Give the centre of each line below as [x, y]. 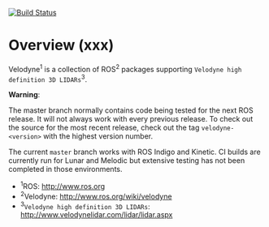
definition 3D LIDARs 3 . [48, 79]
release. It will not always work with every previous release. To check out [131, 119]
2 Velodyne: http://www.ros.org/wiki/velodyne [96, 195]
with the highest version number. [98, 136]
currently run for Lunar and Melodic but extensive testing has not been [127, 161]
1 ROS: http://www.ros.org [63, 185]
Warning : [24, 95]
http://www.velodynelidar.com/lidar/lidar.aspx [96, 215]
